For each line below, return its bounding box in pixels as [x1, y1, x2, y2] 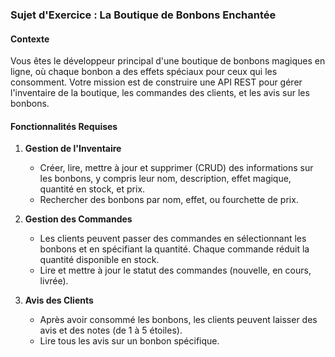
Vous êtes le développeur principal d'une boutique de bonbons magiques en [10, 55, 326, 67]
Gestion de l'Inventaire [24, 143, 122, 155]
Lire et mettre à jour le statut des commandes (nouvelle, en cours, [39, 264, 312, 277]
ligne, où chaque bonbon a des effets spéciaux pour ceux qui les [10, 66, 278, 78]
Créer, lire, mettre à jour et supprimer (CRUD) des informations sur [39, 162, 314, 174]
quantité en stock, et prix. [39, 183, 146, 195]
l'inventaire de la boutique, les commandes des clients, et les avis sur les [10, 87, 310, 99]
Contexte [10, 33, 50, 45]
